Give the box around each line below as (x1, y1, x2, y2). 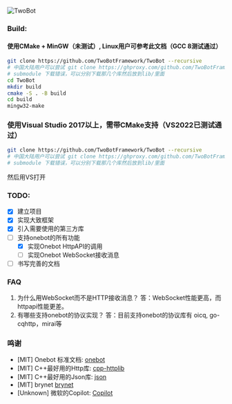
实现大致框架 (17, 216, 54, 224)
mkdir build (7, 83, 41, 90)
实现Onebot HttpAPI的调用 (27, 242, 103, 250)
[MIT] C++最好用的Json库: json (17, 373, 107, 381)
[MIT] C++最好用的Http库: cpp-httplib (17, 364, 125, 373)
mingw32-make (7, 102, 45, 110)
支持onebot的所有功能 (17, 233, 81, 241)
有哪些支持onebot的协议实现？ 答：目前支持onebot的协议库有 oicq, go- (17, 311, 220, 320)
